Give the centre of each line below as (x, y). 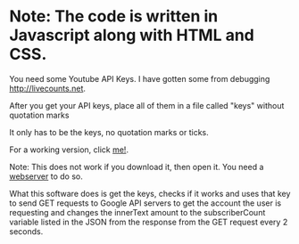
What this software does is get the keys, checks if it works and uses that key (150, 193)
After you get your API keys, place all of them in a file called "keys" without (147, 105)
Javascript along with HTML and (132, 35)
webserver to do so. (46, 176)
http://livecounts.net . (48, 88)
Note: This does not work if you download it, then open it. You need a (137, 167)
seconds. (26, 231)
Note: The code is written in (114, 16)
